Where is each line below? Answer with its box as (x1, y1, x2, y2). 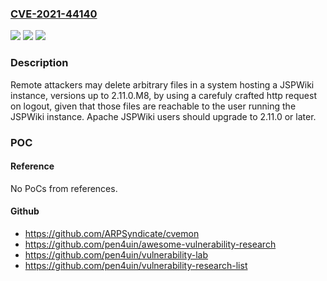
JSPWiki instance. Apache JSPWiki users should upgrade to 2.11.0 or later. (10, 110, 317, 122)
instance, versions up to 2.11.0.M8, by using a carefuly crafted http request (10, 89, 317, 101)
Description (10, 56, 69, 70)
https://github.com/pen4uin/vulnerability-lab (24, 248, 209, 261)
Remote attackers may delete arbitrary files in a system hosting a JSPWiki (10, 78, 315, 91)
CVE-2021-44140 (10, 7, 98, 21)
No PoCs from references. (10, 182, 118, 194)
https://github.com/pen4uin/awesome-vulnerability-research (24, 238, 277, 250)
